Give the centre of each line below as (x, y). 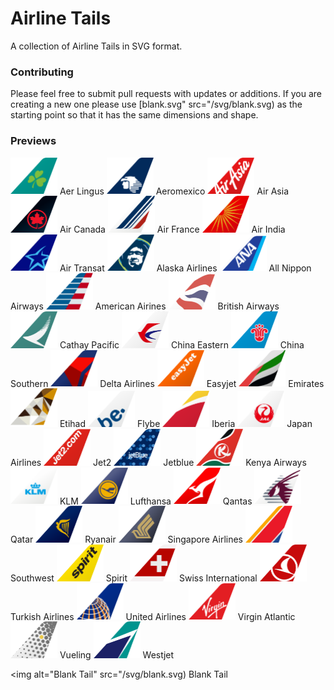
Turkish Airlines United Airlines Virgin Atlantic (153, 616)
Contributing (42, 72)
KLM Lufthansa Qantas (156, 501)
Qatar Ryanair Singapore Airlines (126, 539)
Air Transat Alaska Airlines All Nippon (185, 268)
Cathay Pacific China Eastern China (182, 344)
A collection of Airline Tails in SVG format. (96, 46)
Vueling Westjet (117, 654)
